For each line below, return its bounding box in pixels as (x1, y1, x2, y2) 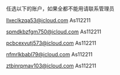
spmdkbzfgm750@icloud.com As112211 (6, 28, 102, 35)
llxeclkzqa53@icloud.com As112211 (6, 17, 91, 23)
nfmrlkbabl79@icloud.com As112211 (6, 51, 93, 57)
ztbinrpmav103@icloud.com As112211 (6, 62, 96, 69)
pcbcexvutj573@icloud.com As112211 (6, 40, 96, 46)
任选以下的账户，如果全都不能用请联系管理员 (6, 5, 115, 12)
